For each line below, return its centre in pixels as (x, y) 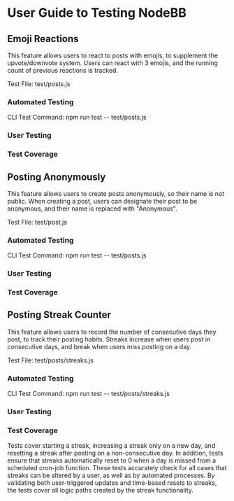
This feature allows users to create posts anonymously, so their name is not (116, 193)
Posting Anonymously (57, 177)
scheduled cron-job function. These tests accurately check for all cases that (117, 468)
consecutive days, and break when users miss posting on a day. (100, 346)
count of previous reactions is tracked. (63, 70)
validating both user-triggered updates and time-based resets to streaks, (112, 483)
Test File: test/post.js (37, 222)
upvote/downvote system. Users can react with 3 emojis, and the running (113, 63)
